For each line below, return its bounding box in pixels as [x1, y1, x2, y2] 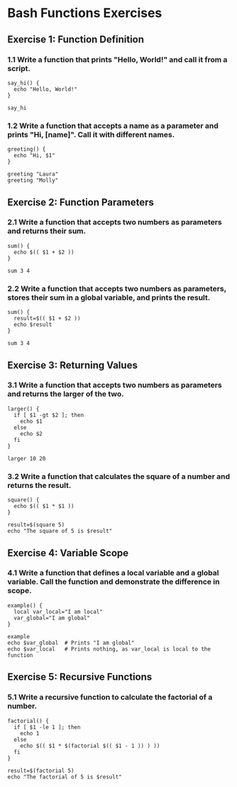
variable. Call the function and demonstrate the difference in [7, 577, 220, 587]
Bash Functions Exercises [7, 5, 162, 21]
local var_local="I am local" [13, 608, 103, 615]
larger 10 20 [7, 455, 46, 462]
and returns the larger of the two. [7, 389, 124, 399]
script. [7, 63, 31, 73]
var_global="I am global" [13, 614, 91, 622]
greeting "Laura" [7, 170, 59, 178]
